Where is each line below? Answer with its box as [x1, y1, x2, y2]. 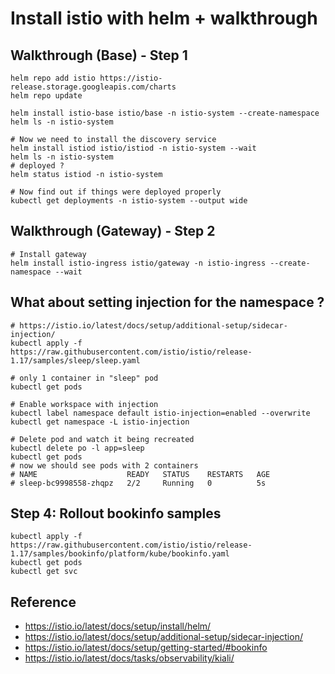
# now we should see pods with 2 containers [10, 460, 199, 471]
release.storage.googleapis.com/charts [10, 82, 177, 92]
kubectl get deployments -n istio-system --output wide [10, 196, 248, 206]
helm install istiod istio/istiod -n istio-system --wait [10, 143, 257, 153]
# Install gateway [10, 249, 87, 259]
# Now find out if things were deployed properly [10, 187, 222, 197]
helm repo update [10, 91, 83, 101]
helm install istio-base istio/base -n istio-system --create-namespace [10, 108, 320, 118]
